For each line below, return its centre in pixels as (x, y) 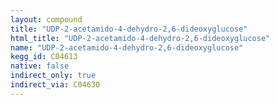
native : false (40, 66)
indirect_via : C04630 (55, 85)
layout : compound (46, 19)
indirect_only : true (53, 76)
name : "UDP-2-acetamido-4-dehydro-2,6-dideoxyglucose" (127, 47)
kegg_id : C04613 (44, 57)
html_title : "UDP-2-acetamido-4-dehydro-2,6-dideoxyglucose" (140, 38)
